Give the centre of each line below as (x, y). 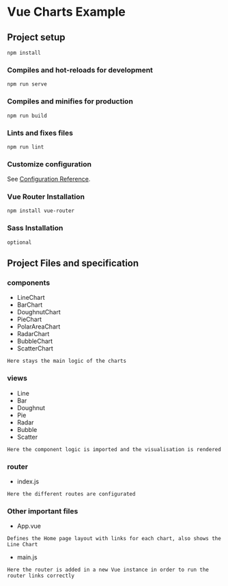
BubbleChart (35, 341)
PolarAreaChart (39, 327)
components (29, 283)
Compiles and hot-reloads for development (80, 70)
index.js (28, 482)
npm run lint (26, 147)
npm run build (27, 116)
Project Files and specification (73, 263)
